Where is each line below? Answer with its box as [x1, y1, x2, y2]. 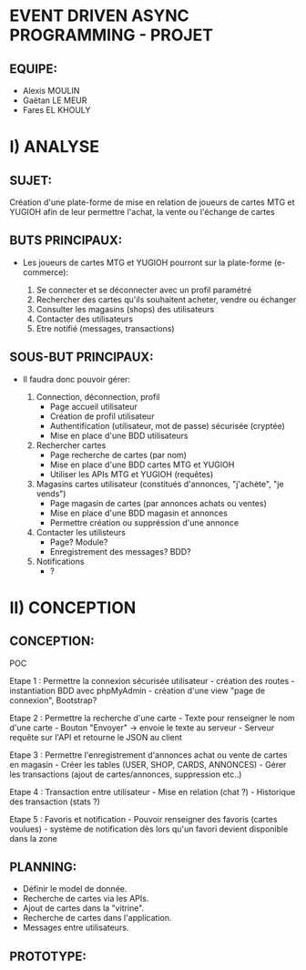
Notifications [36, 556, 85, 567]
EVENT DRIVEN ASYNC [9, 5, 189, 26]
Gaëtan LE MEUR [22, 95, 87, 106]
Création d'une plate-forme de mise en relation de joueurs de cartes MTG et [9, 197, 295, 208]
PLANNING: [9, 860, 77, 875]
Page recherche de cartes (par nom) [49, 449, 187, 460]
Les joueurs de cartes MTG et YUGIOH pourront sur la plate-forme [22, 257, 272, 268]
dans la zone [9, 832, 57, 843]
